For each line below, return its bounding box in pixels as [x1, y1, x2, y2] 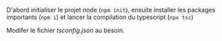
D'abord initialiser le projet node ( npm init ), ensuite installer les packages [6, 6, 216, 14]
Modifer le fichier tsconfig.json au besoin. [6, 27, 125, 34]
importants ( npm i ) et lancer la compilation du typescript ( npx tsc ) [6, 13, 194, 21]
